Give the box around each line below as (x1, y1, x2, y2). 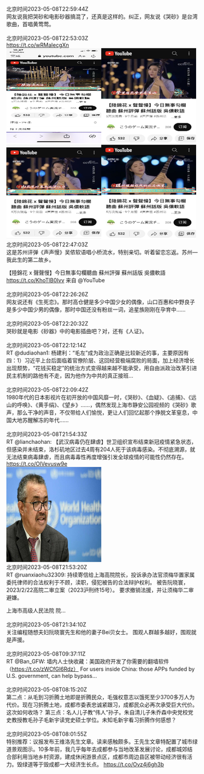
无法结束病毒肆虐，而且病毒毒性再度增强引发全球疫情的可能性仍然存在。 (6, 454, 187, 460)
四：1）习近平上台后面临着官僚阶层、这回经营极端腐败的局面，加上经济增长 (6, 357, 195, 364)
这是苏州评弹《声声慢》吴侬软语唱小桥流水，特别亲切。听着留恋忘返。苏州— (6, 249, 198, 255)
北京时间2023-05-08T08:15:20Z (6, 686, 87, 693)
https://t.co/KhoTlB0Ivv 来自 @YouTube (6, 277, 105, 284)
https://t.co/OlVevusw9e (6, 460, 68, 467)
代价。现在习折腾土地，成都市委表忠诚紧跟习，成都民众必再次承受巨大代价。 (6, 701, 198, 708)
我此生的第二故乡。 (6, 256, 55, 263)
